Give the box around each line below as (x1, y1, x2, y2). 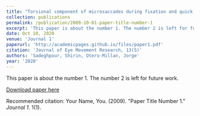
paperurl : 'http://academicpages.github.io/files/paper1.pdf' (6, 42, 164, 48)
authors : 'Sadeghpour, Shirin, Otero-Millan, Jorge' (6, 53, 140, 59)
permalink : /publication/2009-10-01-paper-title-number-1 (6, 20, 153, 25)
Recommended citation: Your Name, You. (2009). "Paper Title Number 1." (6, 97, 186, 104)
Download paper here (6, 86, 60, 93)
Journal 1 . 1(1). (6, 104, 42, 111)
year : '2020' (6, 58, 39, 64)
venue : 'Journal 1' (6, 36, 55, 42)
